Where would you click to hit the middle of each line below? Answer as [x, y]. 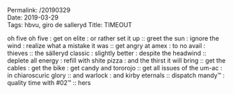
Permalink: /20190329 [39, 10]
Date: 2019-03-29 [33, 17]
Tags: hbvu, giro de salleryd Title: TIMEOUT [70, 25]
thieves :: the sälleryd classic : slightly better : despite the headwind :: [107, 53]
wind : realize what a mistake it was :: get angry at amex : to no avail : [106, 46]
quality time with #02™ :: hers [49, 83]
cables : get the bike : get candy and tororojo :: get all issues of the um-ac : [115, 68]
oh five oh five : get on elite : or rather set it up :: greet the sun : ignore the [113, 38]
